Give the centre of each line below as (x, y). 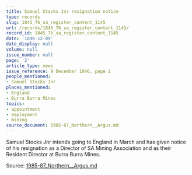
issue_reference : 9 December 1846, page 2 (58, 71)
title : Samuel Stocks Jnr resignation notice (62, 11)
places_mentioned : (28, 87)
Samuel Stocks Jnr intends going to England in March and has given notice (96, 142)
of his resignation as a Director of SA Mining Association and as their (89, 148)
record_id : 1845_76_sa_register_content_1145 (62, 33)
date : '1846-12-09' (30, 38)
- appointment (23, 109)
